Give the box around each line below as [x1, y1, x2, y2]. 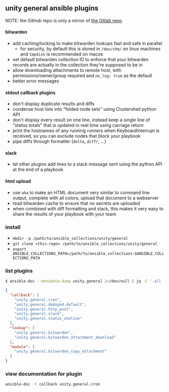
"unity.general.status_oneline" [14, 316, 82, 321]
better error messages [12, 78, 60, 84]
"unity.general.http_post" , [14, 307, 73, 312]
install [5, 224, 21, 231]
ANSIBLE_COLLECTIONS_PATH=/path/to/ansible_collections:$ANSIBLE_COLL [12, 251, 164, 256]
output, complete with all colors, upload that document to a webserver [12, 195, 159, 201]
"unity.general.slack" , [14, 311, 65, 317]
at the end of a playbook [12, 166, 64, 172]
